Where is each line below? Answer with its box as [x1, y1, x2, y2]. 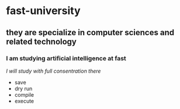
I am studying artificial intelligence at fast [6, 54, 127, 62]
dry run [14, 85, 33, 92]
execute [14, 97, 34, 104]
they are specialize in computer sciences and [6, 28, 174, 38]
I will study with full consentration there [6, 67, 101, 74]
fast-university [6, 4, 81, 18]
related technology [6, 36, 77, 46]
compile [14, 91, 34, 98]
